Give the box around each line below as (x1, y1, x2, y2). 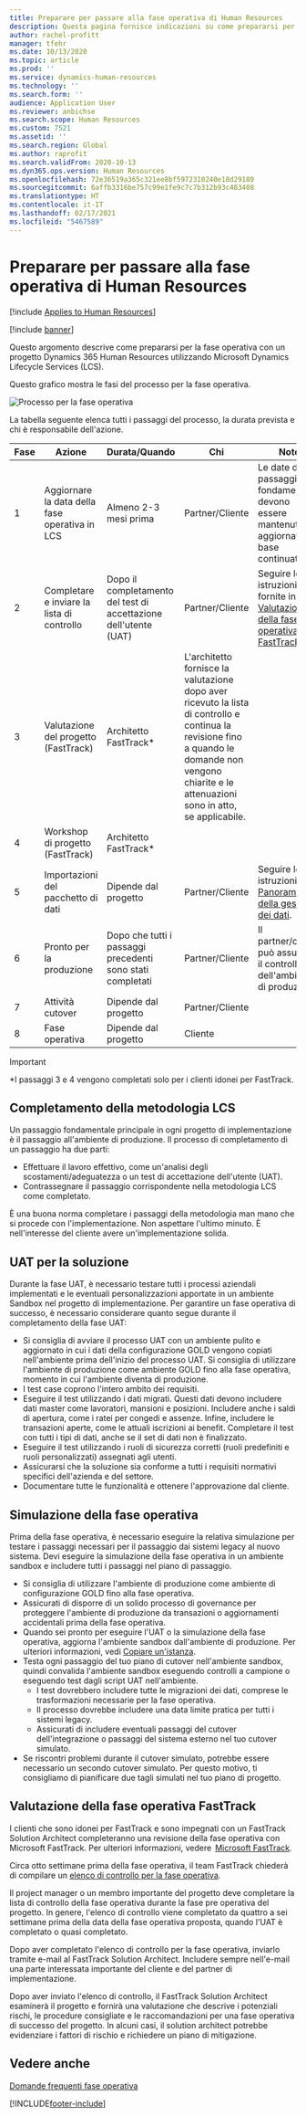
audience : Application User (9, 98, 117, 108)
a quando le (183, 742, 235, 754)
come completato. (22, 1191, 91, 1202)
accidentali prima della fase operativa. (22, 1617, 167, 1627)
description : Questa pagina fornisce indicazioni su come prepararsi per (9, 22, 296, 31)
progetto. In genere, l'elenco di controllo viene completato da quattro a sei (9, 1906, 289, 1918)
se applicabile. (183, 810, 246, 823)
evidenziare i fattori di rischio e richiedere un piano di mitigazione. (9, 2029, 258, 2040)
